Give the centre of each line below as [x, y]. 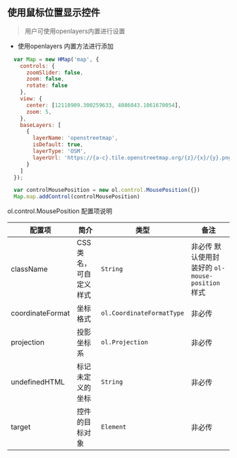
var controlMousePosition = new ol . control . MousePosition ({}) [107, 190]
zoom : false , [45, 79]
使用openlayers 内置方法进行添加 [66, 46]
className [29, 269]
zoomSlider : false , [54, 73]
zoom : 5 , [39, 112]
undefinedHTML [38, 382]
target [21, 427]
